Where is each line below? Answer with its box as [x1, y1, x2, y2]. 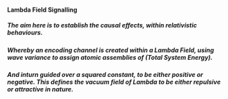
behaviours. [7, 28, 44, 37]
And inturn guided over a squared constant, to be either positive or [7, 70, 204, 78]
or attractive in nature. [7, 85, 74, 93]
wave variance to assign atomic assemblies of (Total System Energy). [7, 53, 213, 61]
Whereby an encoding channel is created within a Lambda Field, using [7, 45, 214, 54]
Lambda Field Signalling [7, 5, 77, 14]
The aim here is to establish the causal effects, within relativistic [7, 21, 197, 30]
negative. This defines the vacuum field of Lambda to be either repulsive [7, 78, 221, 86]
